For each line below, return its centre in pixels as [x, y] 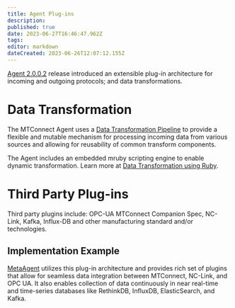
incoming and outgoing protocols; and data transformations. [95, 81]
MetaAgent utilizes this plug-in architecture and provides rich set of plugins [117, 268]
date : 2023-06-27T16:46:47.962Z [55, 34]
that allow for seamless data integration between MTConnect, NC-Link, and [117, 275]
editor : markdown [33, 47]
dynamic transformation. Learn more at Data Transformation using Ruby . [113, 165]
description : [27, 21]
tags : [15, 40]
